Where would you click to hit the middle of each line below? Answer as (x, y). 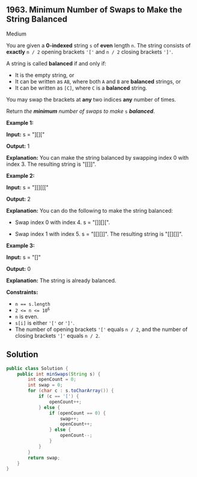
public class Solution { (37, 368)
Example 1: (20, 123)
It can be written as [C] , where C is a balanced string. (81, 88)
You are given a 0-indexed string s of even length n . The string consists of (98, 45)
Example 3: (20, 245)
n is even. (27, 316)
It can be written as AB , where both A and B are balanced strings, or (98, 81)
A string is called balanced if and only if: (56, 63)
